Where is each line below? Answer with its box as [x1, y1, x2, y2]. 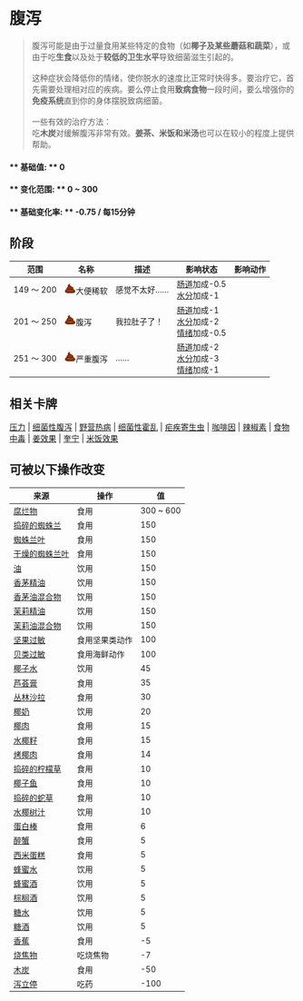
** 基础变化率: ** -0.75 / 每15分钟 [9, 206, 136, 217]
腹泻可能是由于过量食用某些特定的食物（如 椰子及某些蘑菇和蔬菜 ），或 [31, 40, 290, 51]
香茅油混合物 [13, 591, 62, 602]
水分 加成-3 [176, 352, 220, 363]
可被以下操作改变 [9, 462, 105, 478]
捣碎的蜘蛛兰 [13, 520, 62, 530]
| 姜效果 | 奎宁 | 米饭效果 [26, 433, 119, 444]
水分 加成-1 [176, 290, 220, 301]
